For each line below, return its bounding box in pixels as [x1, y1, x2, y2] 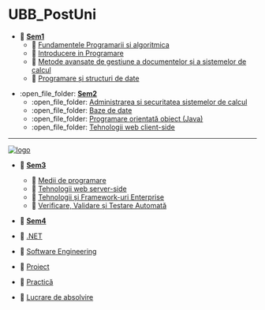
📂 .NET [19, 231, 43, 241]
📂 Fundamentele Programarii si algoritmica [31, 39, 170, 49]
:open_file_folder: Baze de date [31, 105, 132, 115]
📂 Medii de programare [31, 175, 106, 185]
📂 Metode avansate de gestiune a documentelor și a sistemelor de [31, 57, 247, 66]
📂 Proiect [19, 262, 50, 271]
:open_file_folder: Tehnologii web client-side [31, 122, 175, 132]
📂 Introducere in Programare [31, 48, 124, 58]
